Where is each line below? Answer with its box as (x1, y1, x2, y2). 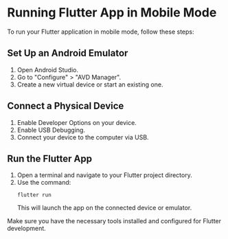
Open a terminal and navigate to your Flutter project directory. (16, 171, 192, 179)
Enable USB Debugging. (16, 126, 86, 134)
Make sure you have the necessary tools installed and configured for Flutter (7, 217, 222, 225)
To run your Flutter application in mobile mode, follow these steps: (7, 27, 194, 36)
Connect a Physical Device (7, 100, 124, 112)
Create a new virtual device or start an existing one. (16, 80, 163, 89)
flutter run (16, 192, 52, 198)
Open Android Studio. (16, 65, 79, 73)
